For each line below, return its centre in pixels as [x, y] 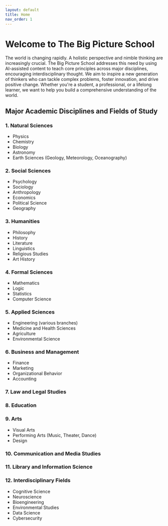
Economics [24, 198]
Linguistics [24, 248]
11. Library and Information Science [49, 467]
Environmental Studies [36, 507]
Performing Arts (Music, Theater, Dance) [54, 435]
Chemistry [23, 142]
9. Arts [14, 419]
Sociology [23, 187]
